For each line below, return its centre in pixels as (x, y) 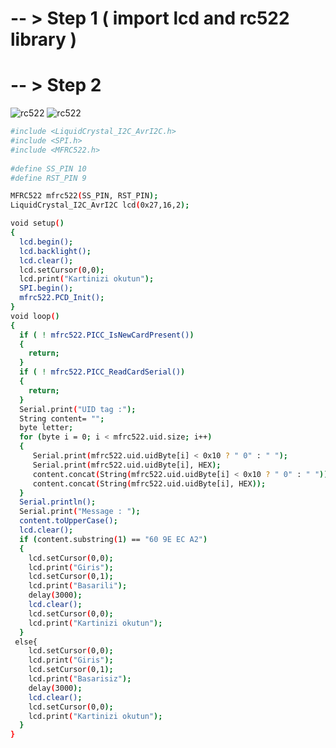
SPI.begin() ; (46, 288)
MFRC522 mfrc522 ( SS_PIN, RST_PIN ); (84, 196)
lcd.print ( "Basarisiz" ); (80, 679)
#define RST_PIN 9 (48, 178)
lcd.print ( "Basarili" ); (78, 586)
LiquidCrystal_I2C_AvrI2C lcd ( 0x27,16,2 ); (100, 205)
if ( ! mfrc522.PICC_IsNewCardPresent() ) (107, 335)
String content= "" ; (62, 418)
